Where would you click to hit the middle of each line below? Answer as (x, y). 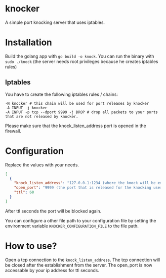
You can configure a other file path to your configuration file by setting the (81, 220)
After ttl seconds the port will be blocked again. (53, 211)
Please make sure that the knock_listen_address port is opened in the (76, 126)
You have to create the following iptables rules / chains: (62, 94)
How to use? (31, 246)
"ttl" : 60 (24, 192)
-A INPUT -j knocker (26, 108)
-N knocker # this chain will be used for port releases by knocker (77, 103)
